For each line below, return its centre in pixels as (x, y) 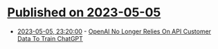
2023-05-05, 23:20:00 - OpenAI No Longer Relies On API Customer (114, 31)
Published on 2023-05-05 (84, 13)
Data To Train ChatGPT (50, 38)
